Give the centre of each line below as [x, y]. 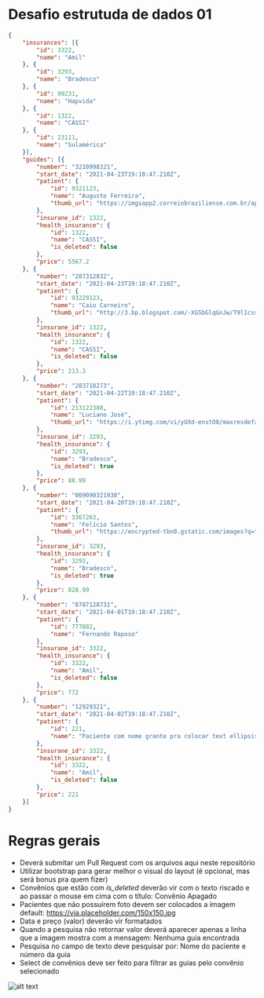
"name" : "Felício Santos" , [94, 525]
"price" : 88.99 [61, 481]
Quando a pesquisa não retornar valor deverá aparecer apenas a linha [133, 929]
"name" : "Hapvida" [66, 101]
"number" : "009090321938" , [81, 495]
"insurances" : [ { [51, 42]
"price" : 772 [58, 693]
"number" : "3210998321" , [77, 166]
